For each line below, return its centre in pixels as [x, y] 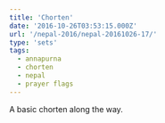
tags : [19, 51]
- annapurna [40, 59]
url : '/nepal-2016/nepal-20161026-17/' [83, 34]
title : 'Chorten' [41, 17]
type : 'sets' [33, 42]
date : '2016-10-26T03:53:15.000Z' [74, 26]
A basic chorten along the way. [66, 109]
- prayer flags [45, 84]
